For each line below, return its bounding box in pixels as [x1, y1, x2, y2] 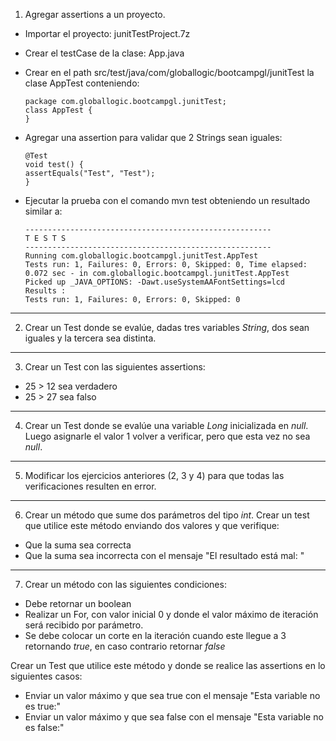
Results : [24, 286, 67, 296]
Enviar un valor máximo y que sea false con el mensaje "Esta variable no [24, 711, 324, 723]
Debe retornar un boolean [24, 598, 132, 609]
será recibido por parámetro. [24, 619, 144, 631]
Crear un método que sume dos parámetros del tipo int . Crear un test [24, 509, 310, 521]
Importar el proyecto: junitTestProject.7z [24, 28, 191, 39]
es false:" [24, 722, 65, 733]
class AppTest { [24, 105, 93, 115]
